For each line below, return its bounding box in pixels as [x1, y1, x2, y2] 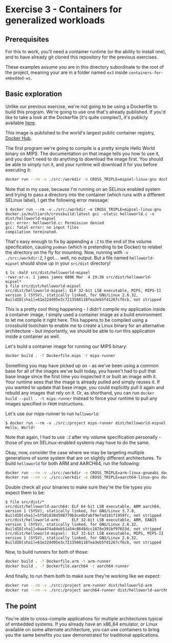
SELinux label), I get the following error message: [5, 197, 109, 203]
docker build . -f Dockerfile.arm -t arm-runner [5, 559, 111, 564]
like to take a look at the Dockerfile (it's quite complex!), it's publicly [5, 114, 148, 120]
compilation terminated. [5, 229, 58, 235]
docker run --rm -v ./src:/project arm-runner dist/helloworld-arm [5, 583, 153, 588]
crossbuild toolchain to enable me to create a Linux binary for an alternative [5, 322, 165, 328]
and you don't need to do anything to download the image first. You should [5, 155, 163, 162]
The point [5, 602, 37, 611]
